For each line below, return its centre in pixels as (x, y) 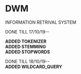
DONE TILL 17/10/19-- (27, 32)
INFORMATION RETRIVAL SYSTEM (41, 22)
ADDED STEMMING (26, 46)
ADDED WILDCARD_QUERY (34, 67)
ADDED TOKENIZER (26, 41)
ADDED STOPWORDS (28, 52)
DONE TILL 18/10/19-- (27, 61)
